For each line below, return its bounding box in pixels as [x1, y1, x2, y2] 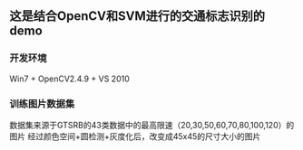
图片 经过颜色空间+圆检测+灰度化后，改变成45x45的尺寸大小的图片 [9, 130, 261, 142]
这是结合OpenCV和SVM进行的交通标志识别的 [9, 8, 266, 24]
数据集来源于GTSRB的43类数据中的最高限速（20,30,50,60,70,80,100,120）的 [9, 119, 295, 130]
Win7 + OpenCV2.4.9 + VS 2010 [9, 73, 130, 84]
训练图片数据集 [9, 98, 75, 110]
